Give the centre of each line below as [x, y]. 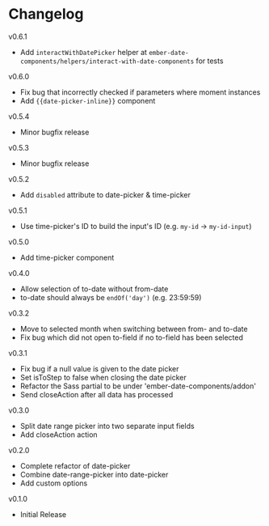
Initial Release [43, 514]
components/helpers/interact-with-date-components [107, 62]
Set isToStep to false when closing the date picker [103, 377]
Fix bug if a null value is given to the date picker [99, 368]
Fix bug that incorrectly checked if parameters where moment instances [140, 92]
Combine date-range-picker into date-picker [94, 474]
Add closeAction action [59, 435]
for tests [210, 61]
